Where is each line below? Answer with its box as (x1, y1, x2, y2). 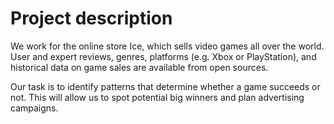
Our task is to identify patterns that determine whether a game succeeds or (10, 80, 321, 92)
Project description (10, 7, 173, 30)
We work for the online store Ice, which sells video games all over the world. (10, 40, 325, 52)
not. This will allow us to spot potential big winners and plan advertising (10, 91, 305, 103)
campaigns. (10, 102, 59, 114)
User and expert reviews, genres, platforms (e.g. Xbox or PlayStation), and (10, 50, 317, 62)
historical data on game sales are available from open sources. (10, 61, 269, 73)
